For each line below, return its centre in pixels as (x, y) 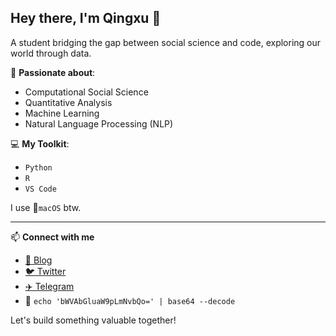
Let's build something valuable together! (93, 320)
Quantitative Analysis (68, 102)
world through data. (51, 53)
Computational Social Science (86, 92)
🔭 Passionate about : (53, 72)
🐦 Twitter (45, 271)
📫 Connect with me (52, 237)
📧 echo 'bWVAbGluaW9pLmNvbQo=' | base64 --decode (130, 300)
